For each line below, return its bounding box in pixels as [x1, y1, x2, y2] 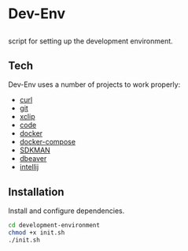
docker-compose [19, 137, 76, 147]
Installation [8, 185, 65, 198]
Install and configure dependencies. [8, 206, 125, 215]
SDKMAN [19, 145, 51, 155]
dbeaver [19, 154, 47, 163]
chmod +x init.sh [8, 229, 65, 237]
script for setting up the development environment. [8, 36, 173, 46]
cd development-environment [8, 222, 101, 230]
